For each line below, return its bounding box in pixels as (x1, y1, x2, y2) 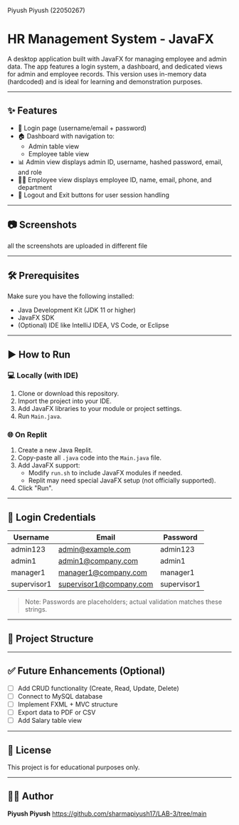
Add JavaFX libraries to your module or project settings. (17, 405, 182, 413)
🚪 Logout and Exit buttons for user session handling (17, 191, 169, 199)
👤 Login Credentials (7, 511, 96, 523)
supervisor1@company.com (58, 579, 154, 589)
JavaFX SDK (17, 313, 55, 322)
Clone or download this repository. (17, 389, 119, 398)
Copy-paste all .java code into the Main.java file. (17, 453, 162, 462)
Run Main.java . (17, 412, 62, 420)
